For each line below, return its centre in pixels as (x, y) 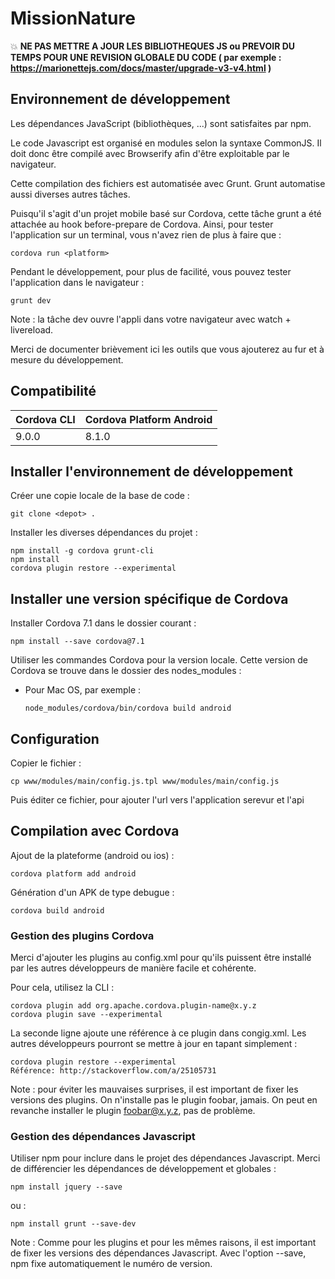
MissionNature (73, 18)
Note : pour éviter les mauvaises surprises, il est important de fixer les (154, 1089)
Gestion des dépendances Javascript (103, 1137)
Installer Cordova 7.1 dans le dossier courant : (103, 623)
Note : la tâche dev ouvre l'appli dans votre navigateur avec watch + (151, 319)
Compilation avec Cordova (95, 831)
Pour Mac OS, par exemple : (83, 690)
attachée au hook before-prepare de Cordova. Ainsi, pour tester (142, 224)
